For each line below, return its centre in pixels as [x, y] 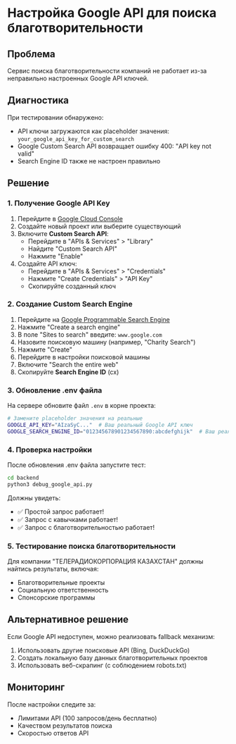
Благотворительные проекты [61, 583]
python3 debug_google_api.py [50, 484]
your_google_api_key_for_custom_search [76, 139]
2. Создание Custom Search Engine [70, 304]
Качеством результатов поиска [65, 725]
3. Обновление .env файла [55, 390]
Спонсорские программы [56, 597]
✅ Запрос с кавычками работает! [67, 519]
